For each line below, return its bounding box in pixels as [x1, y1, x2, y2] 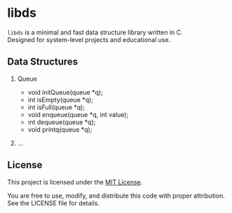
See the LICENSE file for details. [7, 198, 100, 207]
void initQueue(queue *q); [27, 88, 103, 96]
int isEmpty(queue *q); [27, 95, 93, 104]
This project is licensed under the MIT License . [7, 177, 143, 186]
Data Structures [7, 56, 79, 68]
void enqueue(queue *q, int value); [27, 110, 129, 118]
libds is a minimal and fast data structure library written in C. [7, 28, 184, 36]
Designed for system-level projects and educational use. [7, 35, 170, 43]
